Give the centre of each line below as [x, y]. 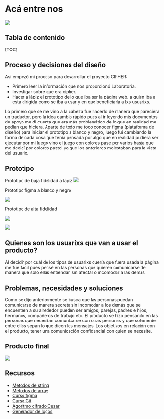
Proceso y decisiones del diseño [56, 65]
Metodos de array [30, 390]
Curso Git [22, 401]
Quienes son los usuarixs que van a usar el [71, 243]
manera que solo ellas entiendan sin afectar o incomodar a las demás [75, 272]
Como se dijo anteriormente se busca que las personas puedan [69, 300]
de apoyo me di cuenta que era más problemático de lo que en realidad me [81, 122]
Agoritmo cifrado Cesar [36, 406]
